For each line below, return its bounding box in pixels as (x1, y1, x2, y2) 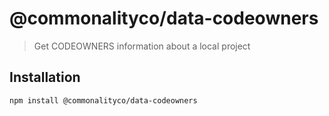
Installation (9, 69, 81, 86)
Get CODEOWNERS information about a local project (33, 40, 251, 52)
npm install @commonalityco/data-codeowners (9, 95, 198, 106)
